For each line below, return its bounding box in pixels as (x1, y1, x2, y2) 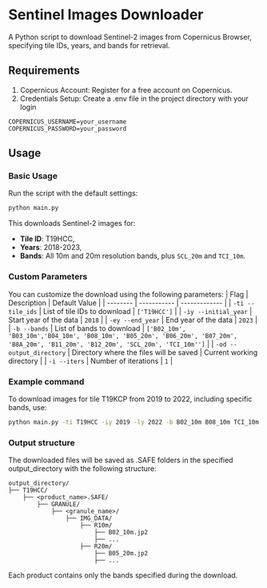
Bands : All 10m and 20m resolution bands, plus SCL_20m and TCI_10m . (19, 251, 246, 261)
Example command (8, 376, 85, 387)
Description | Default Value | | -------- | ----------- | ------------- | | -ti (8, 298, 245, 308)
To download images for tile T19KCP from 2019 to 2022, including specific (8, 394, 253, 404)
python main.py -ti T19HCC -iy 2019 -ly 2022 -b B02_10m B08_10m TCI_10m (8, 418, 260, 426)
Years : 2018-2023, (19, 243, 82, 252)
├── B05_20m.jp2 (94, 550, 149, 558)
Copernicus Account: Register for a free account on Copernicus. (19, 85, 233, 95)
